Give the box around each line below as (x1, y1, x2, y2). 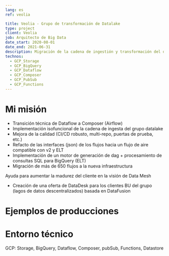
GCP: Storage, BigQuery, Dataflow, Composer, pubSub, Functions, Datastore (5, 245, 164, 251)
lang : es (5, 7, 24, 13)
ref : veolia (5, 12, 30, 17)
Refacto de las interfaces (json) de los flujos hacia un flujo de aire (12, 141, 148, 147)
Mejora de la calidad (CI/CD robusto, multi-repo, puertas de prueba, (12, 131, 153, 137)
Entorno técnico (5, 228, 74, 240)
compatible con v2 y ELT (12, 147, 64, 153)
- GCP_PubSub (10, 77, 37, 82)
